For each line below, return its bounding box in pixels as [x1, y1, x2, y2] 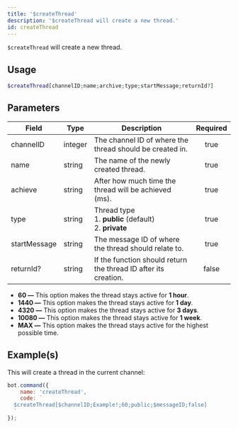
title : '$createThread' [7, 10, 78, 18]
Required [195, 123, 227, 133]
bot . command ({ [7, 381, 50, 389]
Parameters [7, 102, 60, 114]
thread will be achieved [93, 185, 171, 194]
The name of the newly [93, 155, 171, 165]
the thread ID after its [93, 263, 164, 273]
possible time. [17, 328, 59, 337]
